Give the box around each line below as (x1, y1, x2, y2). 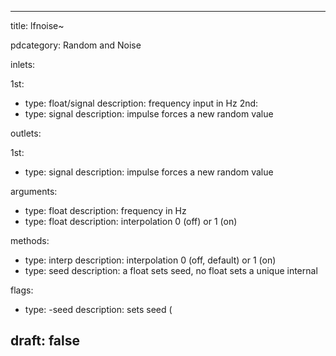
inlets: (10, 59, 36, 70)
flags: (10, 284, 34, 296)
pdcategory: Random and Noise (10, 39, 142, 51)
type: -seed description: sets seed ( (24, 304, 173, 315)
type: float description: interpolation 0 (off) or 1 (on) (24, 216, 238, 227)
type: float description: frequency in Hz (24, 205, 187, 216)
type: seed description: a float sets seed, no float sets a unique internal (24, 265, 318, 276)
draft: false (10, 332, 80, 350)
